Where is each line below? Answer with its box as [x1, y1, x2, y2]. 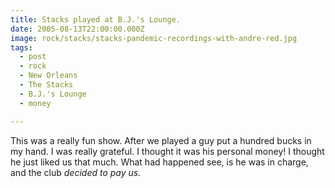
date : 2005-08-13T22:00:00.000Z [10, 24, 145, 34]
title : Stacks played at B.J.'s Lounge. [10, 14, 182, 25]
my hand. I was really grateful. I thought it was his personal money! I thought [10, 145, 325, 157]
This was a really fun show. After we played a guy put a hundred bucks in [10, 134, 312, 146]
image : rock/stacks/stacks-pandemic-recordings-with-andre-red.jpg [10, 33, 298, 43]
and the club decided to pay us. [10, 166, 142, 178]
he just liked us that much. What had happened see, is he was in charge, [10, 156, 309, 168]
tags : [10, 42, 33, 53]
